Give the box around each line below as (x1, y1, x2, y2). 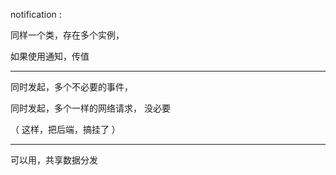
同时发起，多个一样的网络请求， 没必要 (10, 102, 171, 114)
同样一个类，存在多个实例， (10, 29, 125, 41)
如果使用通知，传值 (10, 50, 90, 62)
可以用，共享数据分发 (10, 154, 98, 166)
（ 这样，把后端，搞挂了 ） (10, 124, 121, 135)
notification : (10, 9, 62, 20)
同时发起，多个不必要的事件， (10, 81, 133, 93)
